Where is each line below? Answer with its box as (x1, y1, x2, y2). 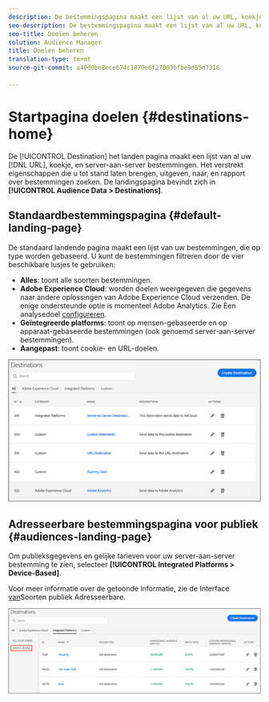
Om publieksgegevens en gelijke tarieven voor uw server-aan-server (8, 551, 235, 561)
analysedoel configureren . (19, 309, 106, 319)
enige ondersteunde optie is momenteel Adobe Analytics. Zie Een (19, 301, 236, 310)
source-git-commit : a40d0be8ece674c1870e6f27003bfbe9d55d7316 (8, 64, 220, 72)
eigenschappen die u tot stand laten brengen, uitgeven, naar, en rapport (8, 168, 246, 178)
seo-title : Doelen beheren (8, 30, 98, 38)
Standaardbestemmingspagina (8, 209, 167, 222)
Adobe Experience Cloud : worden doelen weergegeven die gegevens (19, 283, 252, 293)
